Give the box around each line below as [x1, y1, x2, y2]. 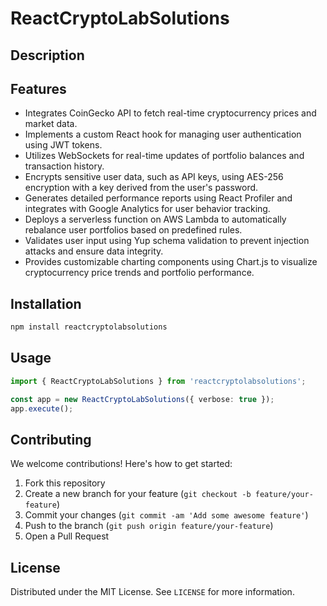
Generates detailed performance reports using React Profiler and [24, 192, 293, 204]
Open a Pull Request [24, 530, 110, 542]
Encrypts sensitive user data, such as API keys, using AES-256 [24, 171, 284, 183]
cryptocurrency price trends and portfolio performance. [24, 267, 255, 279]
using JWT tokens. [24, 139, 103, 151]
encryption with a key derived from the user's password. [24, 182, 259, 194]
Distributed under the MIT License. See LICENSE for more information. [10, 586, 295, 598]
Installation [10, 295, 82, 312]
